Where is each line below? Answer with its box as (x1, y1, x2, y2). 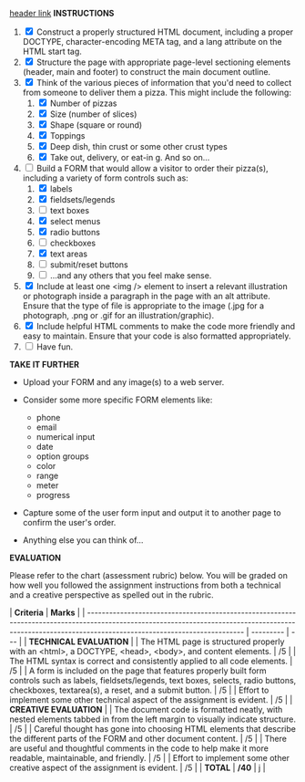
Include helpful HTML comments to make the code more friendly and (36, 321, 296, 331)
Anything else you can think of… (22, 535, 144, 546)
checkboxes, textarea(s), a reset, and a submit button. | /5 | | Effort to (9, 684, 269, 695)
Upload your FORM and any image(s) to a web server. (22, 377, 225, 387)
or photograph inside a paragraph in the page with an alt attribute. (22, 291, 270, 301)
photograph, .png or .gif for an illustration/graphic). (22, 310, 215, 320)
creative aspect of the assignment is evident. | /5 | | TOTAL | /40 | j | (9, 762, 266, 773)
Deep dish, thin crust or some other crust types (49, 141, 228, 151)
